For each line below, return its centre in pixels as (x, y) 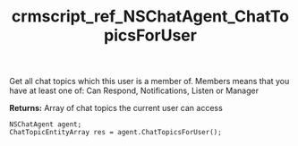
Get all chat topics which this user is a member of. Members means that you (149, 82)
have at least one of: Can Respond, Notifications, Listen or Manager (134, 90)
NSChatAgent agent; (46, 125)
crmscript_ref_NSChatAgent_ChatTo (150, 17)
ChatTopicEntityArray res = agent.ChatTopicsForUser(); (115, 133)
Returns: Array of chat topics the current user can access (116, 108)
